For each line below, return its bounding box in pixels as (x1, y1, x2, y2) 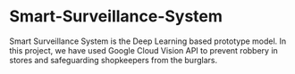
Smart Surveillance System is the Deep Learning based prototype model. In (9, 36, 287, 46)
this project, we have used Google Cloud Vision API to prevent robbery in (9, 45, 279, 55)
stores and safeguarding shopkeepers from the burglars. (9, 54, 217, 65)
